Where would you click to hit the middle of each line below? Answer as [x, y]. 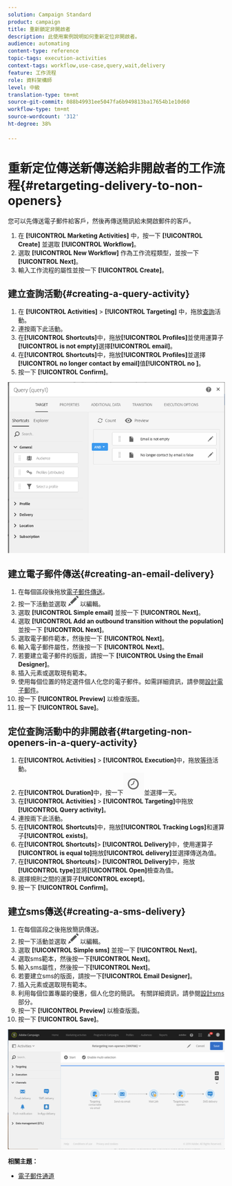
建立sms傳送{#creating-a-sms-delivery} [97, 911]
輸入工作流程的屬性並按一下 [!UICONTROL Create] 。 [93, 270]
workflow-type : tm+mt [39, 109]
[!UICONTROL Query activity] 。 [64, 810]
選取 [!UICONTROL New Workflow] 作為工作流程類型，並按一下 [108, 253]
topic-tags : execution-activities [57, 59]
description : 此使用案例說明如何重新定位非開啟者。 [74, 37]
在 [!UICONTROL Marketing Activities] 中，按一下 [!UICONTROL [110, 236]
